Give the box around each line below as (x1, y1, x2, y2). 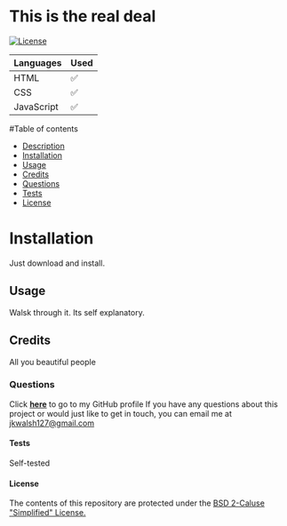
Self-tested (9, 458, 51, 468)
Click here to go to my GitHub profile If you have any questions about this (9, 398, 278, 410)
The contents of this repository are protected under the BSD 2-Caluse (9, 498, 265, 508)
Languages (13, 56, 62, 68)
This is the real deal (9, 6, 156, 27)
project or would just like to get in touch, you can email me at (9, 408, 233, 418)
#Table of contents (9, 123, 78, 134)
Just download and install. (9, 258, 105, 268)
